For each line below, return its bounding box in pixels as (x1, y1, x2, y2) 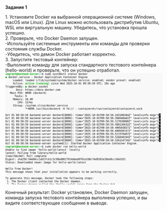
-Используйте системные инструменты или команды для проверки (5, 41, 150, 47)
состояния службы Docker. (5, 46, 63, 52)
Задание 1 (5, 5, 27, 10)
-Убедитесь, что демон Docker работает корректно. (5, 51, 116, 57)
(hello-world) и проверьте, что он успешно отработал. (5, 67, 120, 73)
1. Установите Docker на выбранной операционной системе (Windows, (5, 14, 156, 20)
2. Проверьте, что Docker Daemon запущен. (5, 35, 99, 41)
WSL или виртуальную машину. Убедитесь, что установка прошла (5, 25, 147, 31)
